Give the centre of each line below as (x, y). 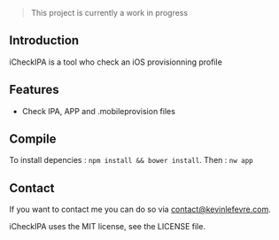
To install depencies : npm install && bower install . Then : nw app (132, 160)
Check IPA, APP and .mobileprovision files (98, 111)
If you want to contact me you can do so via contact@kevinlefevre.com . (140, 209)
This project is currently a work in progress (109, 13)
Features (34, 90)
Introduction (44, 40)
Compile (33, 139)
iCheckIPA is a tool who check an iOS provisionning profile (116, 62)
